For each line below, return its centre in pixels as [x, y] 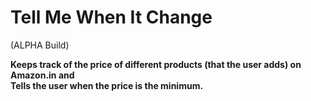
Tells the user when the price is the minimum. [107, 85]
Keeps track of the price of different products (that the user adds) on [156, 64]
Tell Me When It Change [111, 17]
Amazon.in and [42, 75]
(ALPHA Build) [40, 45]
